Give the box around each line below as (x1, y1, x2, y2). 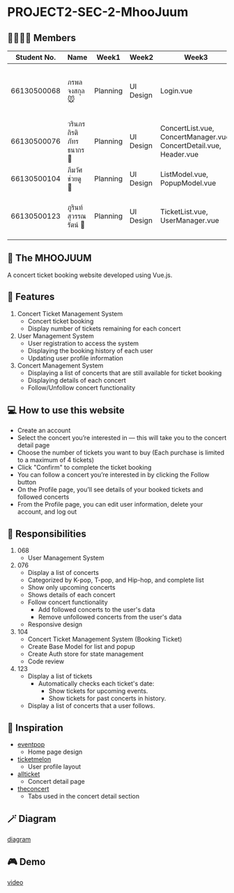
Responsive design (27, 620, 83, 629)
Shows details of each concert (27, 591, 116, 599)
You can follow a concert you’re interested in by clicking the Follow (17, 471, 210, 479)
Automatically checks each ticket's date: (38, 679, 155, 688)
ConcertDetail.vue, (159, 141, 221, 150)
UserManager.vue (159, 216, 219, 225)
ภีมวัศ (67, 165, 83, 175)
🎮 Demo (7, 856, 46, 868)
